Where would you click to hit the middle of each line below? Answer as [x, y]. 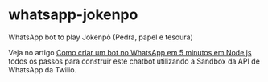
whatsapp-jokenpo [73, 15]
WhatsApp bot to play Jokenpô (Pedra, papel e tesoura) [101, 37]
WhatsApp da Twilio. [43, 69]
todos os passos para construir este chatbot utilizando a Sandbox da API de [134, 61]
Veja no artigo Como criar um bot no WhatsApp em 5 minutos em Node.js [130, 52]
